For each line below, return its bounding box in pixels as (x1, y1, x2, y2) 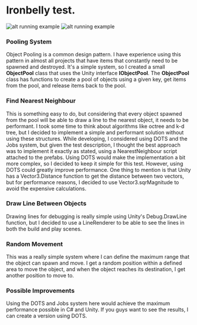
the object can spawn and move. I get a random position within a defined (6, 259, 182, 267)
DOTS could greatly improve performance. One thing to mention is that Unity (6, 166, 191, 173)
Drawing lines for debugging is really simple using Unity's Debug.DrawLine (6, 212, 187, 220)
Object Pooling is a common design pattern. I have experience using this (6, 51, 181, 58)
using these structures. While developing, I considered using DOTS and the (6, 135, 188, 142)
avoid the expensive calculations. (6, 185, 87, 192)
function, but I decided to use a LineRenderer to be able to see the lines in (6, 219, 185, 226)
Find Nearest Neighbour (6, 97, 76, 105)
